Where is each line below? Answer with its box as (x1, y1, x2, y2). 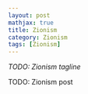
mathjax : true (8, 19, 55, 27)
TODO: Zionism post (8, 78, 73, 87)
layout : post (8, 11, 51, 20)
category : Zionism (8, 33, 68, 42)
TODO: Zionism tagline (8, 62, 81, 71)
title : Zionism (8, 26, 58, 34)
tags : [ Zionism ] (8, 41, 61, 49)
